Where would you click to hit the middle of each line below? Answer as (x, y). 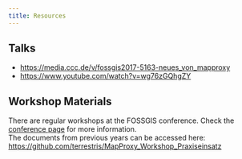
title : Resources (37, 16)
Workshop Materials (60, 101)
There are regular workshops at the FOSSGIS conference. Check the (121, 120)
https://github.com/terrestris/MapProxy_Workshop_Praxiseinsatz (115, 146)
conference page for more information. (73, 129)
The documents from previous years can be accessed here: (107, 138)
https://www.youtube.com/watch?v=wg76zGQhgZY (105, 76)
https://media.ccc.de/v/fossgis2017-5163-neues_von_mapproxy (125, 67)
